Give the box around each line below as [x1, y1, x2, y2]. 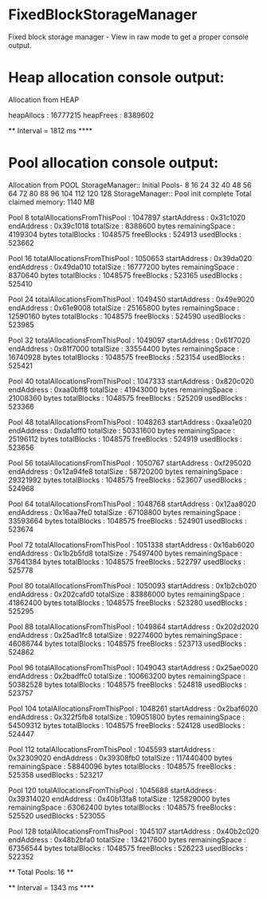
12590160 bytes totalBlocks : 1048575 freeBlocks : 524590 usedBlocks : [8, 311, 245, 321]
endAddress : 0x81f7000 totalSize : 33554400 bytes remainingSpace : [8, 343, 240, 353]
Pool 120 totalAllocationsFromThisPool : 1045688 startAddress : [8, 785, 217, 795]
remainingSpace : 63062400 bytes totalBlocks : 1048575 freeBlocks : [8, 802, 237, 812]
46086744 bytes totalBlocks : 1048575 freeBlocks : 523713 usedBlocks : [8, 639, 247, 648]
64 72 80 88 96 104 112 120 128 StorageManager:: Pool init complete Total [8, 188, 252, 198]
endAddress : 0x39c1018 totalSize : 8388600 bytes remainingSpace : [8, 221, 235, 231]
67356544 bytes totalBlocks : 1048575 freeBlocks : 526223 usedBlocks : [8, 843, 248, 853]
